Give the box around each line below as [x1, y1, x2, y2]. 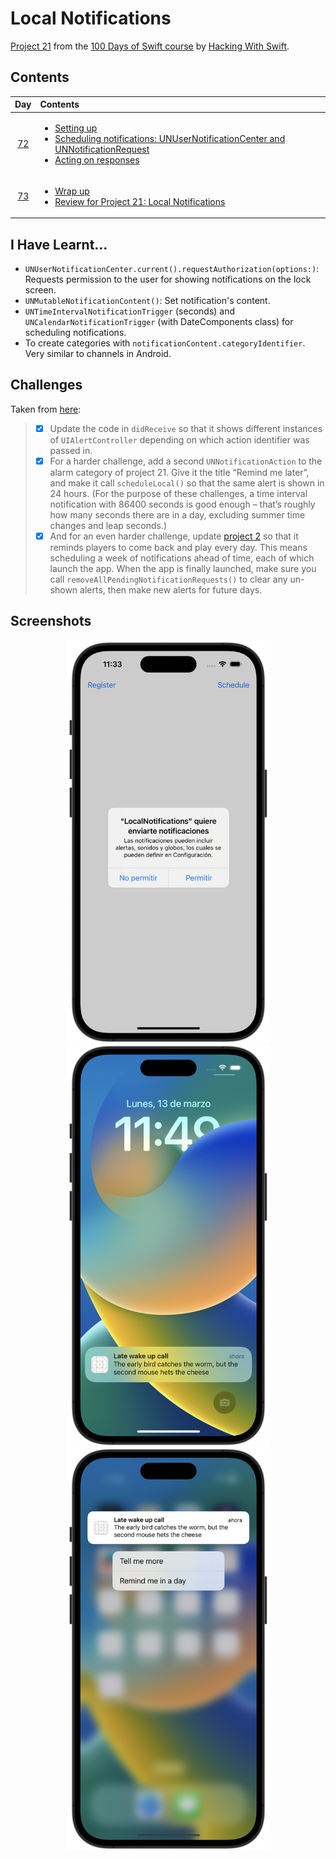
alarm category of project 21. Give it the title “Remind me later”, [49, 467, 310, 478]
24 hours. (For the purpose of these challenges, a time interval [49, 488, 308, 499]
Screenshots [10, 613, 92, 630]
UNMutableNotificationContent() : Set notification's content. [24, 295, 271, 307]
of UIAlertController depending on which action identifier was [49, 433, 310, 446]
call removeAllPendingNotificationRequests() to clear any [49, 573, 288, 586]
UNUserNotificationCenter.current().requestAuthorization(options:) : [24, 263, 320, 275]
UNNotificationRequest [54, 143, 150, 155]
